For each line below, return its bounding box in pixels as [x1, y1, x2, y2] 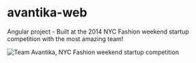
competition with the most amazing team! [7, 34, 124, 42]
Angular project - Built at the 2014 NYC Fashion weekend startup [7, 27, 189, 36]
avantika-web [7, 5, 87, 21]
